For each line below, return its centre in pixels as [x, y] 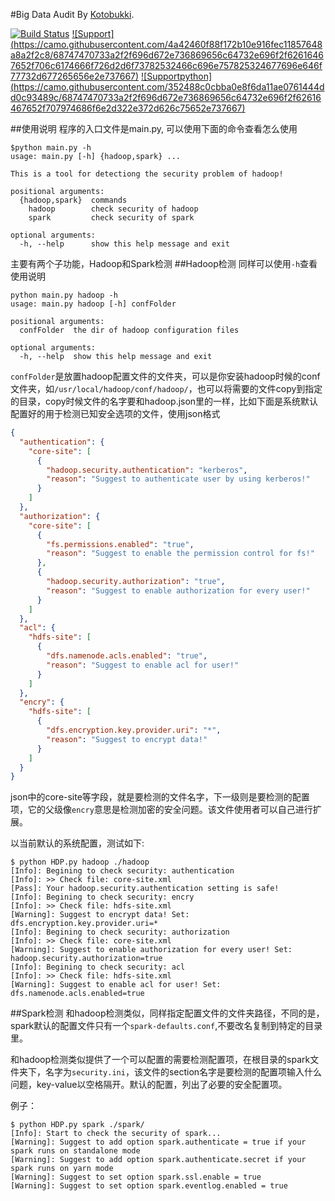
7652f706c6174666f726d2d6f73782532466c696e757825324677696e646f [166, 65]
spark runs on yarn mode [62, 1169]
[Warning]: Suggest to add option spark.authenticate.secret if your [158, 1160]
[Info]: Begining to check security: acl [98, 967]
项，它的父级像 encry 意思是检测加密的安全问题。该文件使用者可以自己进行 [161, 810]
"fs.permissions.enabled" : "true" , [120, 544]
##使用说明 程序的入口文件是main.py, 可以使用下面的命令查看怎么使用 [154, 128]
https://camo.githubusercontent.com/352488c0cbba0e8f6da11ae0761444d [169, 87]
